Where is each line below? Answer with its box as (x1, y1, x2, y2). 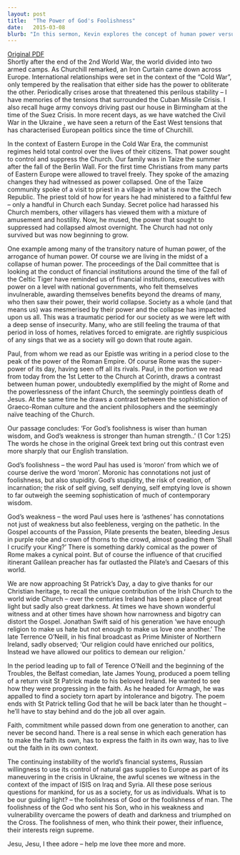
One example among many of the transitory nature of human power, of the (7, 244, 226, 254)
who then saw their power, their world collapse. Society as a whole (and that (7, 298, 232, 306)
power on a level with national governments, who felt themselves (7, 283, 199, 291)
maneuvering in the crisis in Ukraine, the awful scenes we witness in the (7, 773, 220, 781)
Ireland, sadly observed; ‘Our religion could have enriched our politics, (7, 640, 214, 649)
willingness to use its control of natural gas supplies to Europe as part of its (7, 765, 229, 774)
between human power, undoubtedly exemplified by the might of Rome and (7, 380, 229, 389)
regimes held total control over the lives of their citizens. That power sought (7, 147, 231, 156)
